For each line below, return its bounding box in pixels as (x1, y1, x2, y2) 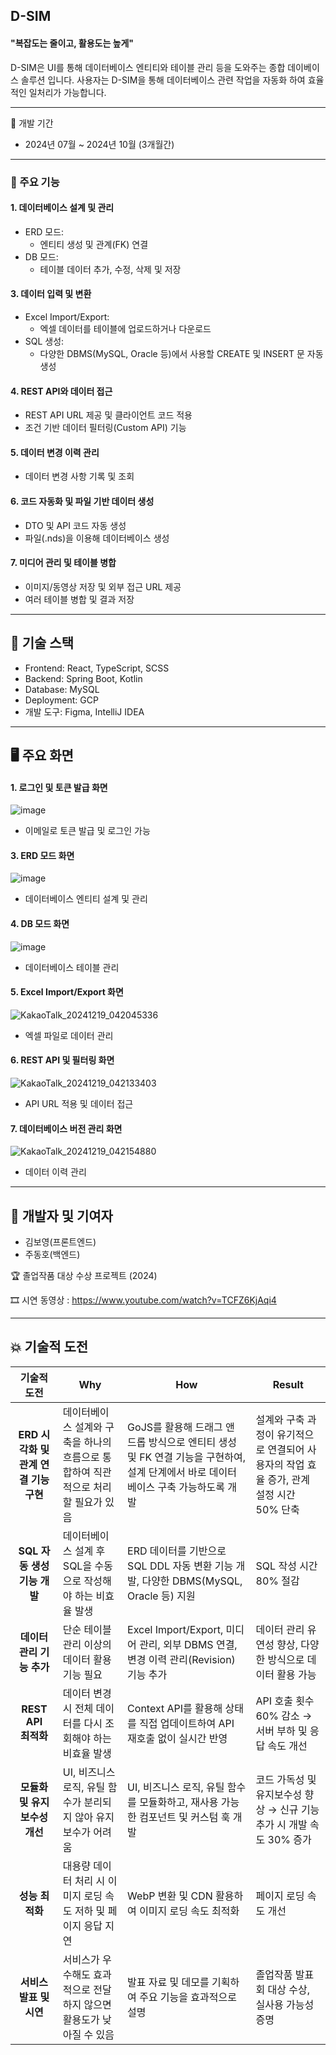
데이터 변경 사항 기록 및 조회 (24, 470, 135, 483)
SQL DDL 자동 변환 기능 (127, 1559, 234, 1573)
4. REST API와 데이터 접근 (10, 385, 113, 397)
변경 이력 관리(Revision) (127, 1652, 236, 1666)
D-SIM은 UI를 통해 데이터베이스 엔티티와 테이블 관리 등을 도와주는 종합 (10, 61, 286, 73)
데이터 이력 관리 (24, 1166, 87, 1178)
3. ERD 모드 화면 (10, 849, 75, 861)
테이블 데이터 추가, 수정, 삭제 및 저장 (39, 263, 182, 275)
